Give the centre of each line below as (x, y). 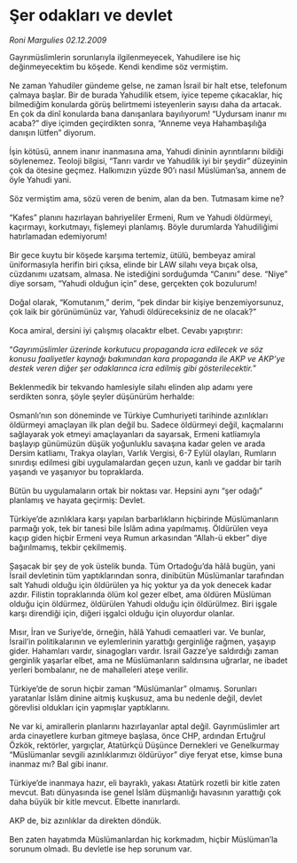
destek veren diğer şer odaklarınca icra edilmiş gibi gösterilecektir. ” (133, 368)
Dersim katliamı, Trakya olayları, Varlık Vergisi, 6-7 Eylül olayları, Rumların (143, 452)
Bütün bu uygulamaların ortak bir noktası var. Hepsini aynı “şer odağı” (136, 490)
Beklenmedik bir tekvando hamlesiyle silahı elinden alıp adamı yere (131, 387)
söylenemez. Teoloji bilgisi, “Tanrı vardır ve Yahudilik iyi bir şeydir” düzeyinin (148, 161)
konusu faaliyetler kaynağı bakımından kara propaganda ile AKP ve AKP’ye (147, 358)
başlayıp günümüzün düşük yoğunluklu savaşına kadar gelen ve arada (137, 443)
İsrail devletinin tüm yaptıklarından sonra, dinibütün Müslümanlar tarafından (147, 575)
